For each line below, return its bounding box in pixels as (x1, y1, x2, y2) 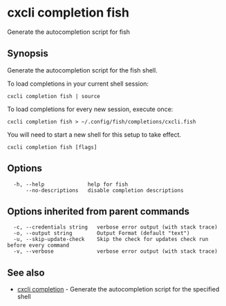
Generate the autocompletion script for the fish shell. (7, 66, 158, 74)
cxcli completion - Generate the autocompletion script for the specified (17, 285, 220, 294)
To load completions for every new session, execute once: (7, 105, 173, 113)
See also (7, 267, 45, 278)
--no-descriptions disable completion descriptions (25, 187, 185, 194)
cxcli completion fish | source (7, 93, 100, 99)
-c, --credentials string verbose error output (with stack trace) (13, 224, 218, 231)
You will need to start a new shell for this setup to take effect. (7, 130, 182, 139)
